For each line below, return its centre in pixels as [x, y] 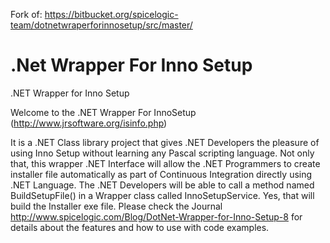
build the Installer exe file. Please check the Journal [116, 206]
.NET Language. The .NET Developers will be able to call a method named [162, 185]
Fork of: [26, 14]
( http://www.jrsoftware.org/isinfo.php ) [89, 123]
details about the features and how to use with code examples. [140, 227]
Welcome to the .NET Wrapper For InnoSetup [103, 112]
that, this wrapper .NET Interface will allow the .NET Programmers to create [165, 163]
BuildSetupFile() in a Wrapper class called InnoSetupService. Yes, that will [162, 195]
